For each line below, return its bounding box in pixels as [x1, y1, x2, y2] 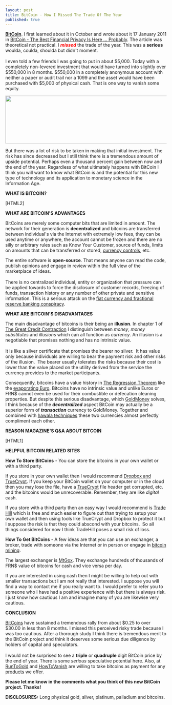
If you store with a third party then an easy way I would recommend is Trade [5, 505, 166, 511]
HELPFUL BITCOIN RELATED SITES [5, 448, 80, 454]
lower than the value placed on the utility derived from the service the [5, 365, 153, 371]
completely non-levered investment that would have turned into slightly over [5, 64, 166, 70]
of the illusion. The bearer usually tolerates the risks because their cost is [5, 359, 161, 365]
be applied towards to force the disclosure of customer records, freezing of [5, 285, 164, 291]
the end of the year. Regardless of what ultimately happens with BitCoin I [5, 164, 159, 170]
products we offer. [5, 669, 45, 675]
